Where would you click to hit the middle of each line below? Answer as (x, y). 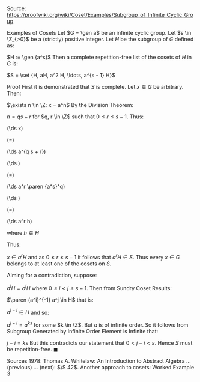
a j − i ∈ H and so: (28, 312)
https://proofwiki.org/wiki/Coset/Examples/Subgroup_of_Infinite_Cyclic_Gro (100, 15)
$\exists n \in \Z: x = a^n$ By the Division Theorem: (70, 105)
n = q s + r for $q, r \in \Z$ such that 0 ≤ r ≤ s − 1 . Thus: (75, 117)
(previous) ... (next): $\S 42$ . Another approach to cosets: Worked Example (101, 367)
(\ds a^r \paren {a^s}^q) (36, 186)
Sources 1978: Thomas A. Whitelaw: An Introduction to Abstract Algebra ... (99, 361)
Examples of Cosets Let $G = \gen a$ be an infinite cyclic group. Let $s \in (99, 33)
